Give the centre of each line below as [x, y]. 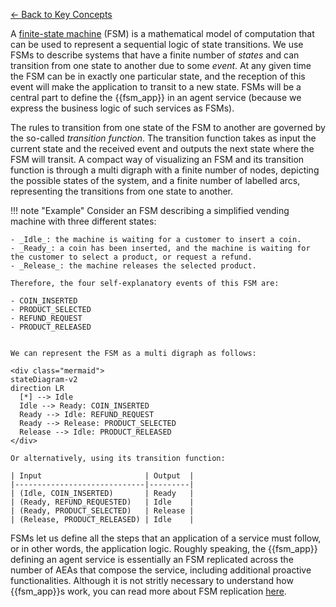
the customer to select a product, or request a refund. [131, 257]
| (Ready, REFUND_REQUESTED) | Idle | [102, 502]
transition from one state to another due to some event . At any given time [161, 65]
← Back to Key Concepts [61, 14]
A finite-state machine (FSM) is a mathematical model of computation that [162, 33]
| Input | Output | [102, 476]
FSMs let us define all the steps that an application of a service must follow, [166, 538]
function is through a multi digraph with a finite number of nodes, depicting [165, 170]
